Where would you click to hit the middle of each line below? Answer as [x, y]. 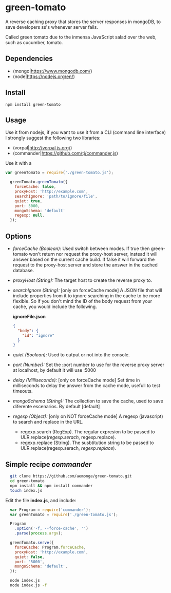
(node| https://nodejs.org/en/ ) [44, 76]
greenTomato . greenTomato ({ [39, 182]
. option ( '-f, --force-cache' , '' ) [51, 529]
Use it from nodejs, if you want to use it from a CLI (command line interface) [85, 132]
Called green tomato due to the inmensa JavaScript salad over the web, [81, 37]
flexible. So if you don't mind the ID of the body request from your [82, 301]
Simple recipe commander [49, 464]
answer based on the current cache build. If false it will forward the [84, 259]
